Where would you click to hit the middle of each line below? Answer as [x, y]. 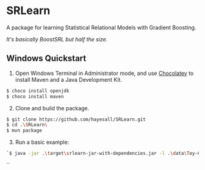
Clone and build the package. [52, 108]
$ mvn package [24, 131]
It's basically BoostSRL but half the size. [57, 39]
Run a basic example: [42, 142]
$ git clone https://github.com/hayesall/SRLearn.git [76, 119]
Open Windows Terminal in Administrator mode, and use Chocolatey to [104, 73]
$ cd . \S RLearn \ [27, 125]
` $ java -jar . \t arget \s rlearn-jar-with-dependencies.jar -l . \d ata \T [98, 154]
